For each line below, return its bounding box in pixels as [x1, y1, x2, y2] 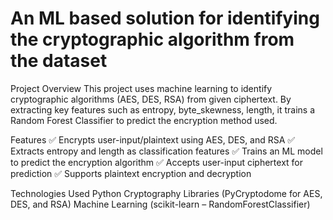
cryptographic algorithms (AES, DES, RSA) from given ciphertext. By [10, 93, 292, 105]
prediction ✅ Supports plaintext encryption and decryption [10, 167, 252, 179]
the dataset [10, 50, 108, 72]
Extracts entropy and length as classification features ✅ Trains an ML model [10, 145, 323, 157]
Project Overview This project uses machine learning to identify [10, 82, 273, 94]
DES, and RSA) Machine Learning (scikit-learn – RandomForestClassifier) [10, 198, 311, 210]
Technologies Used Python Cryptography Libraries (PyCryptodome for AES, [10, 187, 323, 199]
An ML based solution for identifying [10, 7, 320, 30]
